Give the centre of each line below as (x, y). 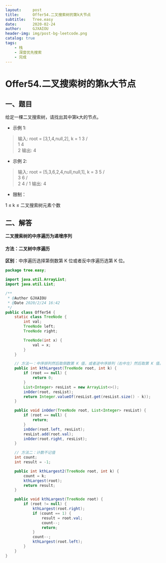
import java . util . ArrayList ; (36, 279)
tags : (11, 43)
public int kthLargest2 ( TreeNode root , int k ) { (67, 471)
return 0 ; (43, 378)
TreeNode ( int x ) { (43, 340)
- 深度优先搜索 (28, 52)
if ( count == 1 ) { (52, 513)
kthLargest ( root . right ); (59, 509)
